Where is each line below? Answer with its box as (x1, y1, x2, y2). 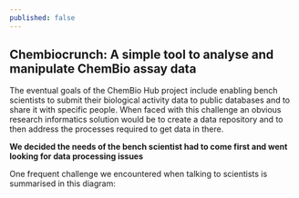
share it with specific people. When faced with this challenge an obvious (9, 104, 282, 115)
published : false (9, 13, 76, 23)
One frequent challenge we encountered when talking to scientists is (9, 169, 268, 180)
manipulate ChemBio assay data (9, 61, 197, 77)
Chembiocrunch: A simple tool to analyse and (9, 47, 274, 63)
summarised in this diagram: (9, 178, 116, 189)
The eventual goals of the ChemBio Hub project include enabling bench (9, 85, 278, 96)
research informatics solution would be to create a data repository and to (9, 114, 284, 125)
